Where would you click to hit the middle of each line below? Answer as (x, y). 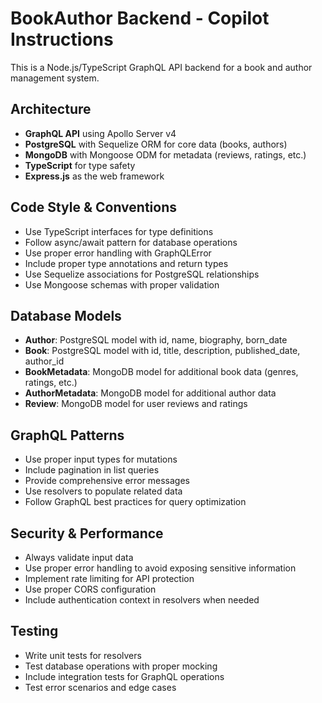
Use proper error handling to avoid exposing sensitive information (160, 568)
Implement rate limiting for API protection (109, 578)
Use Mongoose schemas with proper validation (122, 284)
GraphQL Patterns (67, 435)
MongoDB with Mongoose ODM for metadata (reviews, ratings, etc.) (165, 154)
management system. (55, 78)
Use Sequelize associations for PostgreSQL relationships (142, 274)
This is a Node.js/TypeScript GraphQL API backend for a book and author (161, 67)
